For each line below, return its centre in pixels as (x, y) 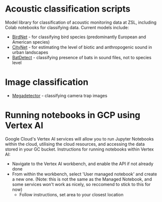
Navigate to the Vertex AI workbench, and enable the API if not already (83, 164)
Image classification (47, 82)
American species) (31, 42)
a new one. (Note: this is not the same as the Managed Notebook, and (82, 179)
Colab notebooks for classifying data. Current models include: (67, 27)
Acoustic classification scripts (68, 9)
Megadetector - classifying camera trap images (60, 95)
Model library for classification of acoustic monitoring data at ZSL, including (81, 22)
